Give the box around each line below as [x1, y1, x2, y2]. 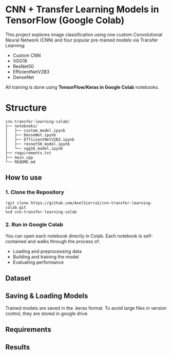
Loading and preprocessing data [12, 248, 82, 254]
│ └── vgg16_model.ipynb [5, 146, 63, 151]
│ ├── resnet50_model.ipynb [5, 141, 70, 147]
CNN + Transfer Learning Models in [5, 4, 159, 15]
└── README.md [5, 159, 36, 165]
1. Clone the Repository [5, 189, 64, 196]
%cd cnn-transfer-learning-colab [5, 209, 77, 214]
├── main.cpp [5, 155, 33, 160]
